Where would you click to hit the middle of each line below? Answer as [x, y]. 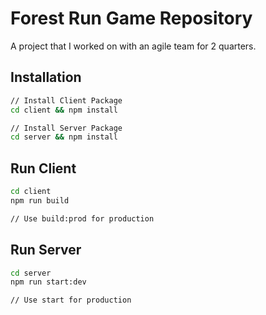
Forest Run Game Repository [131, 18]
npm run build [40, 200]
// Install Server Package [66, 128]
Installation [46, 77]
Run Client [43, 168]
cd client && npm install [64, 110]
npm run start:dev [48, 282]
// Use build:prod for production [82, 218]
